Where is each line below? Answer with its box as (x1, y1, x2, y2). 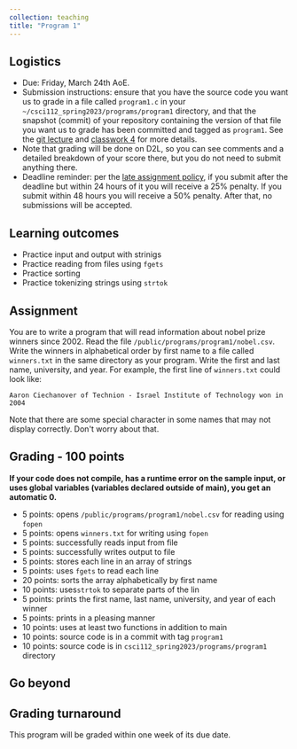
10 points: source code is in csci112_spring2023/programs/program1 (21, 640, 268, 651)
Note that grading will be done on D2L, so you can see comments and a (21, 144, 285, 154)
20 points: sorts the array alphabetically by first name (21, 574, 218, 585)
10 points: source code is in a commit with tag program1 (21, 631, 223, 642)
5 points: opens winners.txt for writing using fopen (21, 527, 208, 538)
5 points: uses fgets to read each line (21, 565, 160, 576)
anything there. (21, 162, 78, 173)
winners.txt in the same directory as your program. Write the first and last (9, 355, 281, 365)
